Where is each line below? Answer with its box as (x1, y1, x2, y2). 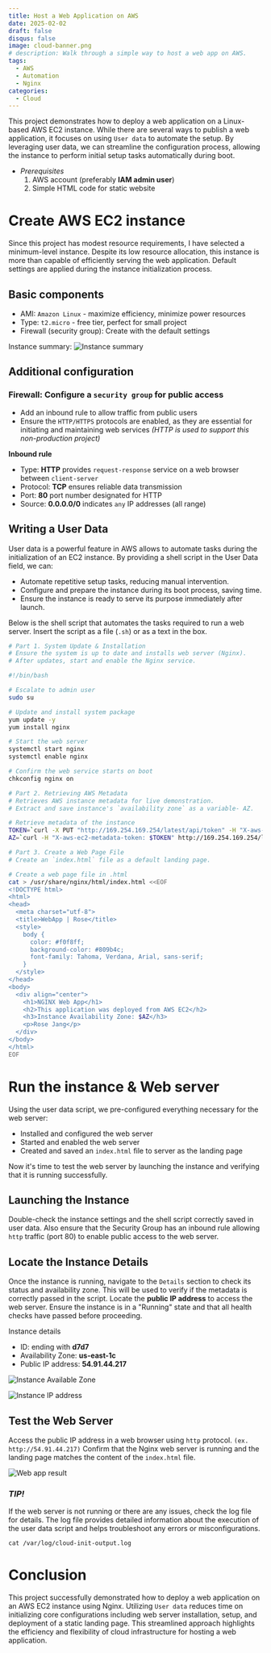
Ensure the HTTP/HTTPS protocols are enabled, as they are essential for (19, 416, 252, 426)
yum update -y (8, 716, 56, 724)
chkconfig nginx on (8, 774, 74, 783)
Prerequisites (19, 166, 65, 176)
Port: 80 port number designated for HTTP (19, 490, 163, 500)
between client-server (19, 473, 99, 482)
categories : (8, 86, 48, 95)
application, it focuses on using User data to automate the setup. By (8, 134, 234, 144)
